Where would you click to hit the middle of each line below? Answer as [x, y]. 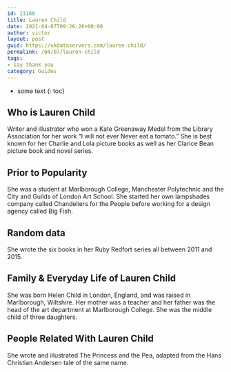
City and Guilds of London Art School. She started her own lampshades [109, 196]
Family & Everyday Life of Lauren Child [92, 279]
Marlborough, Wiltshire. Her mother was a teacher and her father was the [111, 302]
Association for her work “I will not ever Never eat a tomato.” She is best [110, 136]
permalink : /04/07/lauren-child [53, 52]
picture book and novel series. [50, 151]
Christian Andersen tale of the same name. [68, 362]
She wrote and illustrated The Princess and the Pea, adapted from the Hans [114, 355]
